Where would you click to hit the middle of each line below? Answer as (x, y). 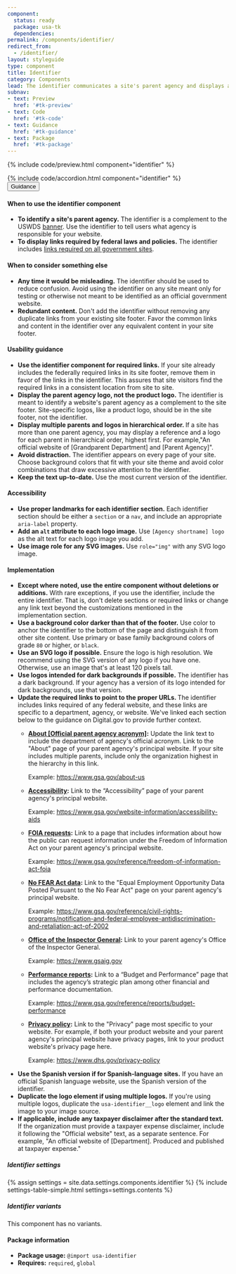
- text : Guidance (33, 125)
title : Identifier (34, 72)
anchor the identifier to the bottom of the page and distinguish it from (118, 630)
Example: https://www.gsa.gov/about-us (86, 777)
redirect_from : (29, 46)
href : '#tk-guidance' (45, 132)
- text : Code (26, 112)
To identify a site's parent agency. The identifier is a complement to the (122, 219)
